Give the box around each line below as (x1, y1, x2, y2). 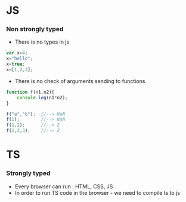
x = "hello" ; (6, 56, 33, 62)
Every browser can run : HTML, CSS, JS (14, 183, 113, 190)
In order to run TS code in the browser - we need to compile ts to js (14, 189, 181, 196)
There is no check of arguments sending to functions (14, 77, 145, 84)
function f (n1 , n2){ (6, 89, 55, 95)
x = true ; (6, 61, 26, 68)
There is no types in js (14, 38, 70, 45)
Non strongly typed (6, 25, 64, 33)
